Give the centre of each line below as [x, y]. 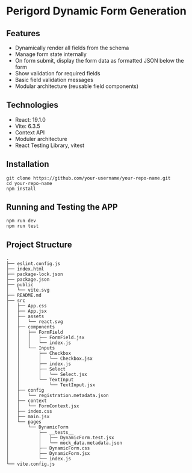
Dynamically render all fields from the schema [72, 48]
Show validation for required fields [57, 73]
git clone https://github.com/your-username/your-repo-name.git [88, 178]
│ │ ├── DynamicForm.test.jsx [60, 438]
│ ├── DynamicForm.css [48, 448]
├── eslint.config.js [33, 264]
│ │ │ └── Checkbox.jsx [50, 359]
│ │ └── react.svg [35, 322]
